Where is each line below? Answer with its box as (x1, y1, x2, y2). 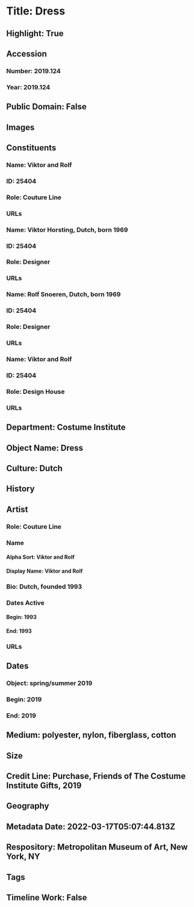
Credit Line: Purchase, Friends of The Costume (6, 771, 186, 781)
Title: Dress (6, 4, 65, 18)
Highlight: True (6, 28, 64, 39)
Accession (6, 48, 47, 59)
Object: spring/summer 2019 (6, 679, 93, 687)
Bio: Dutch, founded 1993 (6, 582, 83, 591)
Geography (6, 801, 49, 811)
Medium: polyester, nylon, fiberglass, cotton (6, 730, 177, 740)
